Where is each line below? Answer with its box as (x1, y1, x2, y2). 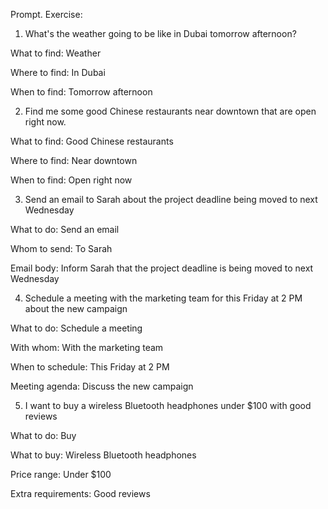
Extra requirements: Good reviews (10, 488, 151, 499)
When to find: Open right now (10, 174, 133, 186)
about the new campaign (24, 303, 128, 314)
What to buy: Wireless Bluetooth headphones (10, 449, 197, 461)
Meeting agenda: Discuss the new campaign (10, 380, 194, 392)
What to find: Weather (10, 47, 102, 59)
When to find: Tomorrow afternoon (10, 86, 153, 98)
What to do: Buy (10, 430, 77, 441)
